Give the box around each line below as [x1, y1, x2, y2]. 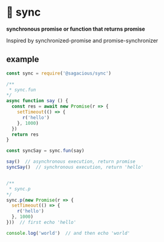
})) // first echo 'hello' [6, 219, 77, 225]
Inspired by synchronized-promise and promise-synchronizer [6, 37, 159, 44]
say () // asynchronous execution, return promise [6, 159, 136, 165]
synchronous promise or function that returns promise [6, 25, 145, 32]
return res [11, 132, 39, 138]
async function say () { [6, 98, 68, 104]
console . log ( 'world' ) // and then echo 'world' [6, 230, 130, 236]
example [6, 54, 40, 65]
